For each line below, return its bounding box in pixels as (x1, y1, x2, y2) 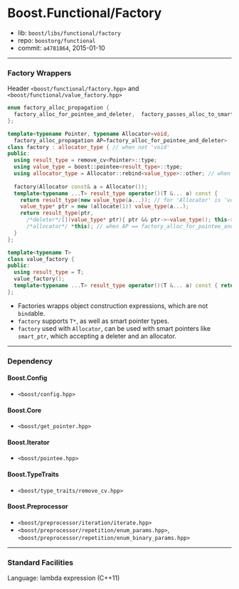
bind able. (17, 309, 46, 317)
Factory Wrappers (7, 68, 72, 78)
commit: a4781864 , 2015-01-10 (17, 43, 105, 52)
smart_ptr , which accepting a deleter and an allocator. (17, 331, 176, 340)
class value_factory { (7, 255, 75, 262)
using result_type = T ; (14, 269, 84, 276)
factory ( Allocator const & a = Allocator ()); (14, 183, 148, 190)
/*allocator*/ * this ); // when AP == (26, 223, 139, 230)
